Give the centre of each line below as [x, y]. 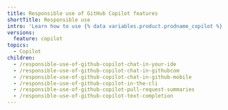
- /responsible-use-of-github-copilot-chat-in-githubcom [96, 70]
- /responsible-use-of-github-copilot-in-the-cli [85, 83]
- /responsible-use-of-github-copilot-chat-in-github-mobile [103, 77]
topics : [18, 45]
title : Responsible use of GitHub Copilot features [82, 13]
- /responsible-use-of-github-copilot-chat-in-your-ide [95, 64]
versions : [21, 32]
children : [21, 58]
